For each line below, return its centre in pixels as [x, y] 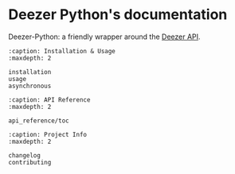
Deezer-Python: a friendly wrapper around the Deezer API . [104, 37]
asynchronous [30, 86]
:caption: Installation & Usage [62, 51]
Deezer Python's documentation [118, 15]
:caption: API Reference [49, 100]
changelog [25, 155]
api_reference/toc [39, 121]
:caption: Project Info [48, 134]
